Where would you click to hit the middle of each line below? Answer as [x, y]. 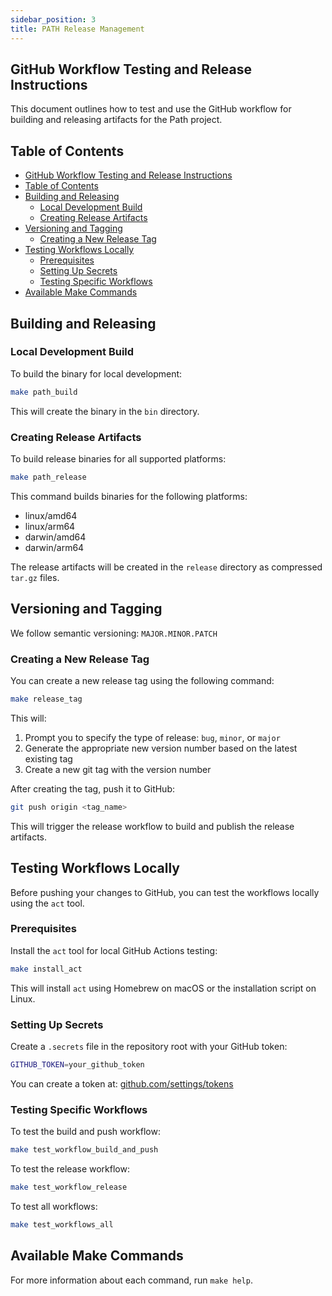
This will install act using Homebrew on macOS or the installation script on [163, 988]
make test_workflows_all [62, 1224]
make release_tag [46, 699]
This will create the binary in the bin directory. [105, 411]
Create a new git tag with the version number [118, 769]
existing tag [48, 758]
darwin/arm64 [54, 547]
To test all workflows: [54, 1206]
